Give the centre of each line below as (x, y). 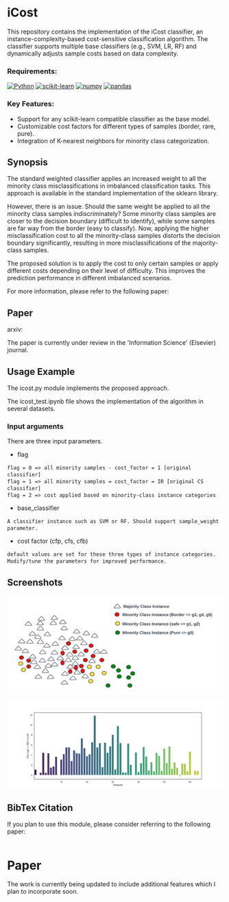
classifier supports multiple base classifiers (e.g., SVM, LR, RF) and (102, 46)
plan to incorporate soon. (43, 892)
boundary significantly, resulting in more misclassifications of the (99, 243)
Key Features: (31, 104)
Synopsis (27, 162)
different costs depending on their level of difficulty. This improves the (106, 271)
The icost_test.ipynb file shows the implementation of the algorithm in (105, 401)
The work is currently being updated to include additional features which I (111, 884)
